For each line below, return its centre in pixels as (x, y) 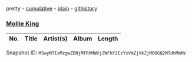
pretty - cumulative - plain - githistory (52, 8)
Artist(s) (55, 39)
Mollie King (23, 23)
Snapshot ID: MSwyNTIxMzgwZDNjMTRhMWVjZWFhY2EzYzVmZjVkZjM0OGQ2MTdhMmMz (96, 53)
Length (108, 39)
